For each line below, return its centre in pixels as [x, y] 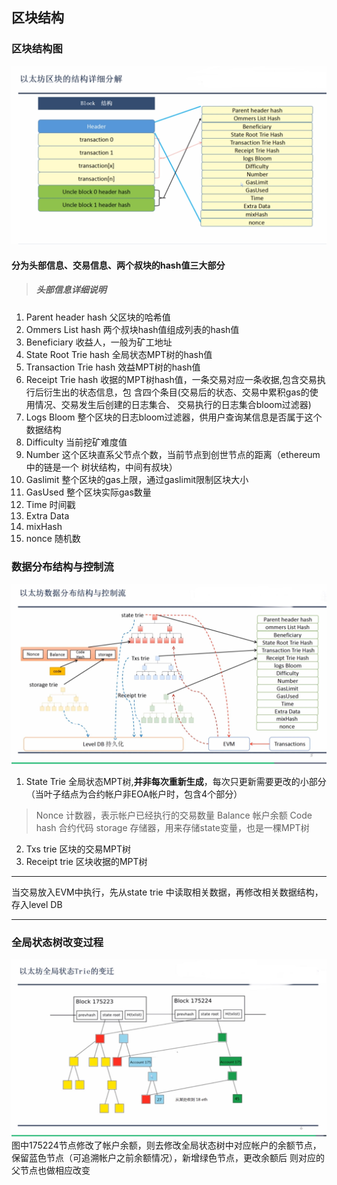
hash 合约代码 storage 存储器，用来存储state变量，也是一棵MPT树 [172, 827]
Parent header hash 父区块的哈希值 [98, 317]
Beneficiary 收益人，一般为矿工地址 [99, 342]
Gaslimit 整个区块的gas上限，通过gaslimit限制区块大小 [137, 479]
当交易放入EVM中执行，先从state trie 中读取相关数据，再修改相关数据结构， [167, 892]
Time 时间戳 [50, 504]
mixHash [44, 526]
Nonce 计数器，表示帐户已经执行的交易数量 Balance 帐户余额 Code [174, 815]
